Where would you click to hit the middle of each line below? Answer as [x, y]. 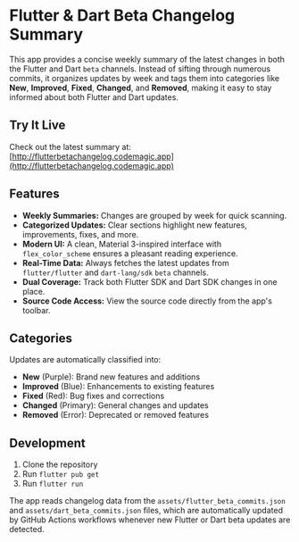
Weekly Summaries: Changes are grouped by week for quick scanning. [154, 215]
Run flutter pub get [61, 474]
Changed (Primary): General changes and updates [115, 405]
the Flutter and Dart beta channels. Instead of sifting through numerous [140, 69]
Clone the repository [60, 464]
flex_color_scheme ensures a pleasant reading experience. [130, 253]
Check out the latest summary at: [71, 146]
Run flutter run [53, 484]
